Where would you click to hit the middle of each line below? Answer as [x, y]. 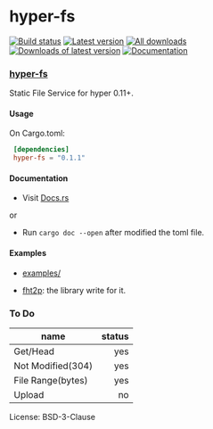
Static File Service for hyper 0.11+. [71, 93]
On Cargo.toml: [37, 133]
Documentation [39, 178]
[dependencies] [41, 150]
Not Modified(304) [53, 366]
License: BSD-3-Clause [53, 417]
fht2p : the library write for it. [74, 290]
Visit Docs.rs [45, 198]
